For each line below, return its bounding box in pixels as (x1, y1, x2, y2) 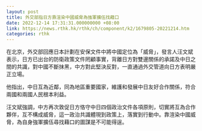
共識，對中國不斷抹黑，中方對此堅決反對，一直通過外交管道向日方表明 (16, 63, 191, 71)
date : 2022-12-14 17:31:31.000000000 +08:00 (6, 20, 120, 26)
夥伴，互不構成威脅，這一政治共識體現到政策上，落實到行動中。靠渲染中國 (6, 111, 191, 118)
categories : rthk (6, 31, 50, 37)
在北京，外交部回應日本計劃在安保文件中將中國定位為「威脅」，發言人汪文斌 (6, 48, 194, 56)
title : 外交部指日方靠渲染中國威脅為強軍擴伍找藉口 (6, 14, 119, 20)
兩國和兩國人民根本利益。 (6, 91, 70, 98)
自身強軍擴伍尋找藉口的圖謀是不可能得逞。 (22, 118, 127, 126)
